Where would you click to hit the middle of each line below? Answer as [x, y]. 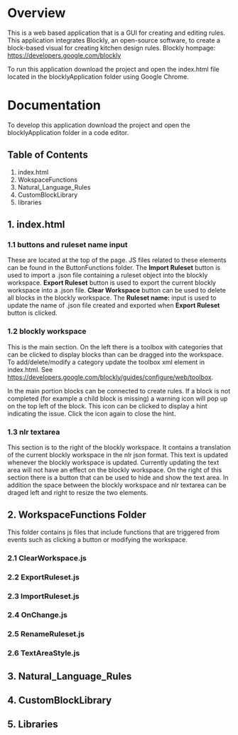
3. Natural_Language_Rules [70, 676]
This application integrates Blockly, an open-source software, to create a [114, 40]
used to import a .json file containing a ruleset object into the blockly [108, 276]
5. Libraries [33, 725]
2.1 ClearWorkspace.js [47, 557]
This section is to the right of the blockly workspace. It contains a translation [119, 447]
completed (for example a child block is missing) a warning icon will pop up [118, 398]
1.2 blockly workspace [47, 332]
